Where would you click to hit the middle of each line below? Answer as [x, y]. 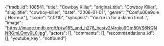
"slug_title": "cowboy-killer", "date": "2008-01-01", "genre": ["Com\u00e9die [82, 12]
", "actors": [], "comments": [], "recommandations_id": [99, 33]
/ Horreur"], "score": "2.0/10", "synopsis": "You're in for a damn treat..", [77, 17]
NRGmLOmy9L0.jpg [25, 33]
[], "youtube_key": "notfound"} [36, 38]
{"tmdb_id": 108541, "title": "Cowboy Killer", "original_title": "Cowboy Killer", [81, 7]
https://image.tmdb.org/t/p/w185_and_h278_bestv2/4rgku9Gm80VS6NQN [82, 28]
